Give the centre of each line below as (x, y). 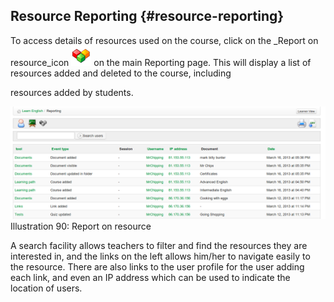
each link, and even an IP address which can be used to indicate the (150, 277)
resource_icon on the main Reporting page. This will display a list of (161, 62)
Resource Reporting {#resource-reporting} (147, 16)
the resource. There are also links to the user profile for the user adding (157, 266)
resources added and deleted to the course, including (121, 73)
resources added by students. (72, 92)
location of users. (46, 288)
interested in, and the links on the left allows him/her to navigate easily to (160, 256)
